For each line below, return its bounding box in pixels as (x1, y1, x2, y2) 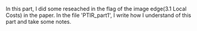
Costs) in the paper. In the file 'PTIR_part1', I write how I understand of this (5, 12, 192, 19)
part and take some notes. (5, 18, 72, 25)
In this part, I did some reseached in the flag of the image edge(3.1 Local (5, 5, 187, 12)
